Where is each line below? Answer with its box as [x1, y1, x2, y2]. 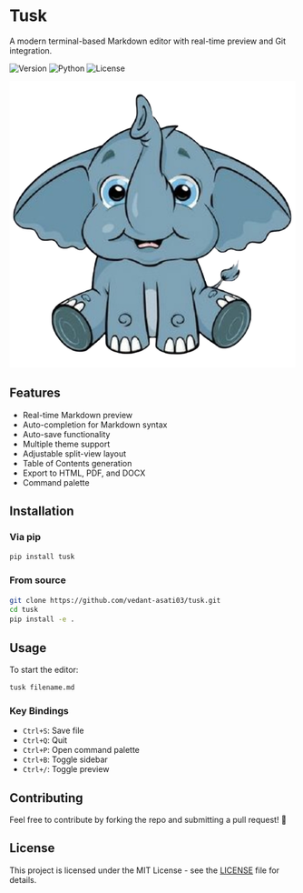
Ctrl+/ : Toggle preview [22, 764, 110, 775]
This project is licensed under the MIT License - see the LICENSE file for [9, 865, 279, 876]
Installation [9, 504, 74, 519]
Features [9, 386, 61, 401]
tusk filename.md [9, 683, 75, 692]
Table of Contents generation [22, 457, 132, 468]
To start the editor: [9, 665, 79, 676]
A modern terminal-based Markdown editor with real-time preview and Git [9, 35, 287, 46]
